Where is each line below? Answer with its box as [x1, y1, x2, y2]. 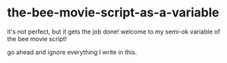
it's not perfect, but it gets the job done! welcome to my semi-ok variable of [7, 27, 221, 36]
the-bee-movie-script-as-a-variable [7, 5, 219, 21]
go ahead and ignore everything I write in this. [7, 48, 137, 56]
